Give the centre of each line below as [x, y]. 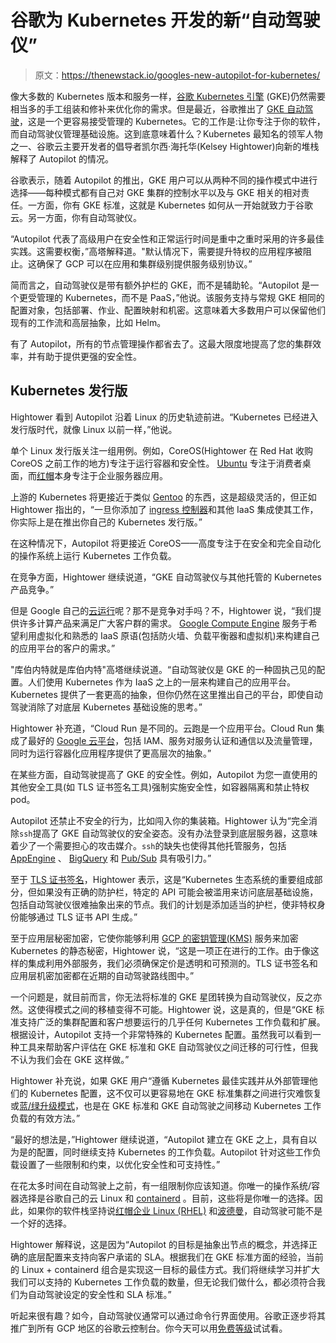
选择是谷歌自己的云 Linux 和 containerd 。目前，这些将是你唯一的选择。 [166, 1198]
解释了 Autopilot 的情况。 [62, 158]
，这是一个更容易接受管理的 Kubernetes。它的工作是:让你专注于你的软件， [172, 121]
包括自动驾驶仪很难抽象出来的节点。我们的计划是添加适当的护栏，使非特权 [163, 904]
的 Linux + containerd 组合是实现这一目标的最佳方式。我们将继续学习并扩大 [165, 1269]
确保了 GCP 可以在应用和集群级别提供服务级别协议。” [144, 263]
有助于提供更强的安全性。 [89, 356]
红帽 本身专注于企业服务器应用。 [102, 475]
